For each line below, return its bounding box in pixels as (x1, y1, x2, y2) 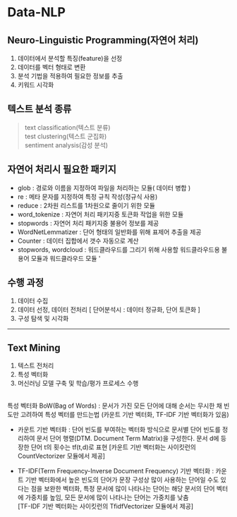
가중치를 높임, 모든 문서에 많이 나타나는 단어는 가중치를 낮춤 (25, 493, 189, 501)
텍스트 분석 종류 (7, 103, 72, 115)
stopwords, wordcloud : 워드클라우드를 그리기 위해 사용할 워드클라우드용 (17, 245, 220, 254)
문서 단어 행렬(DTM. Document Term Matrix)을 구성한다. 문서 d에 (36, 434, 219, 443)
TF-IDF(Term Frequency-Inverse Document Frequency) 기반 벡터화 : (17, 467, 214, 475)
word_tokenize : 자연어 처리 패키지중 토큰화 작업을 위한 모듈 (17, 209, 184, 219)
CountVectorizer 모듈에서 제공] (17, 452, 106, 461)
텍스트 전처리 (17, 361, 54, 370)
